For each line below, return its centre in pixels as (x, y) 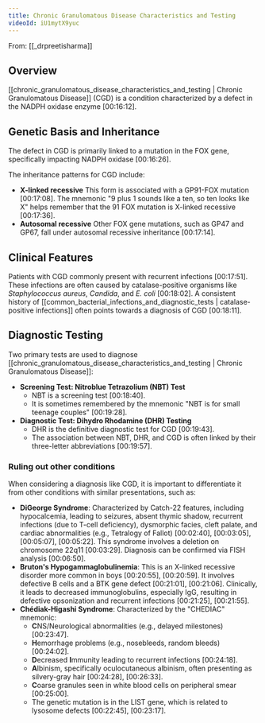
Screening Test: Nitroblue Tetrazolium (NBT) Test (102, 387)
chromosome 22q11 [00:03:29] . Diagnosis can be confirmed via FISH (132, 550)
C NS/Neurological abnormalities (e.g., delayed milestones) (127, 626)
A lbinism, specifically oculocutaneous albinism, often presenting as (142, 668)
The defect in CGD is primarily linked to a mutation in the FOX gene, (119, 151)
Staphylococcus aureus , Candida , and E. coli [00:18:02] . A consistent (122, 293)
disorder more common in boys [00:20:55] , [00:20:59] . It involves (127, 575)
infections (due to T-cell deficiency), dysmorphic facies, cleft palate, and (138, 525)
